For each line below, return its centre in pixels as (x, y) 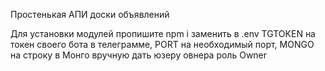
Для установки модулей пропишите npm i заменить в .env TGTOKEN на (163, 33)
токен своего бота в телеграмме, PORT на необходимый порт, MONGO (162, 44)
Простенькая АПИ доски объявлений (90, 14)
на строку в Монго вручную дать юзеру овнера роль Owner (139, 55)
